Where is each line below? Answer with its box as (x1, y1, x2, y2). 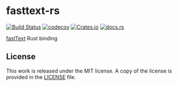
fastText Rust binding (6, 35, 58, 42)
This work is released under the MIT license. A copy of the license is (6, 67, 172, 74)
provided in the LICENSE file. (6, 73, 77, 80)
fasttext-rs (6, 4, 60, 18)
